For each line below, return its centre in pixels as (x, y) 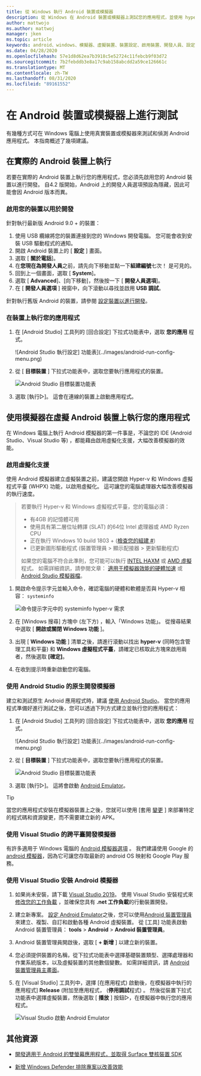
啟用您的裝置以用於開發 (40, 209)
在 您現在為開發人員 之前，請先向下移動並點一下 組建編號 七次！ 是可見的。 (105, 266)
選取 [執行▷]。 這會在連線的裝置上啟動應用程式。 (76, 397)
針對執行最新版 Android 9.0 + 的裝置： (53, 223)
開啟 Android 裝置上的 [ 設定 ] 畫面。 (60, 251)
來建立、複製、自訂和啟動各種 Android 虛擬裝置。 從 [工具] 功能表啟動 (101, 922)
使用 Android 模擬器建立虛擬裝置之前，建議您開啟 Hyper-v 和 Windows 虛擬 (100, 479)
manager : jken (24, 34)
